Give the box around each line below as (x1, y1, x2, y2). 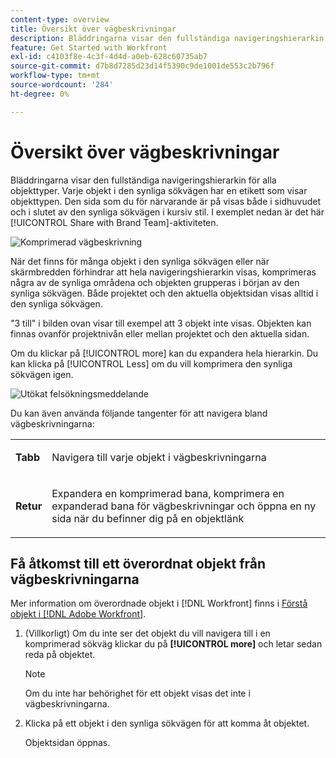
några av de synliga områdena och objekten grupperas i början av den (10, 276, 300, 288)
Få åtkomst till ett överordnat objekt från (10, 555, 267, 572)
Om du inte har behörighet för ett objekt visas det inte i (24, 687, 251, 700)
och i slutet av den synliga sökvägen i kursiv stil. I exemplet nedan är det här (10, 206, 325, 218)
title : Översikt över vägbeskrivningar (10, 24, 177, 34)
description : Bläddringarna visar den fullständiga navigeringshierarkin (10, 33, 325, 43)
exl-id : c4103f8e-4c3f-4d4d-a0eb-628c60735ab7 (10, 52, 208, 62)
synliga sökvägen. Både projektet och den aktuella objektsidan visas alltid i (10, 287, 319, 299)
